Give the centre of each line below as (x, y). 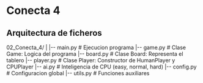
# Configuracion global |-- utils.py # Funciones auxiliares (78, 73)
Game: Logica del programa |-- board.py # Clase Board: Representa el (95, 54)
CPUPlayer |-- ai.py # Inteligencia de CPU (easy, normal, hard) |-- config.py (102, 67)
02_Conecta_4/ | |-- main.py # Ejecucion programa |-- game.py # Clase (96, 47)
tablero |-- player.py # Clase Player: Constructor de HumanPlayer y (91, 60)
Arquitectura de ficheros (54, 33)
